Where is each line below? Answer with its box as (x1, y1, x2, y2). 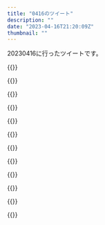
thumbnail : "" (7, 29, 48, 37)
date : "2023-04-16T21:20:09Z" (7, 23, 95, 30)
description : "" (7, 17, 54, 24)
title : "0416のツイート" (7, 10, 74, 17)
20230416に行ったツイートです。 (7, 49, 102, 57)
